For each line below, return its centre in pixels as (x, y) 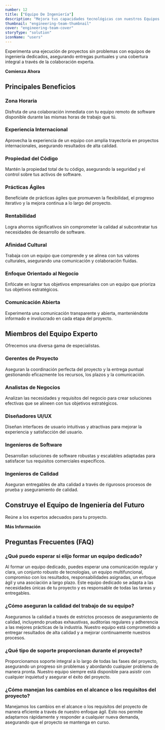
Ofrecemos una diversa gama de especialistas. (53, 346)
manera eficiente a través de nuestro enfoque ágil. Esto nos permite (74, 712)
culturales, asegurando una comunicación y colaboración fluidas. (71, 261)
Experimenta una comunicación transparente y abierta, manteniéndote (77, 313)
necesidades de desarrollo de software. (46, 232)
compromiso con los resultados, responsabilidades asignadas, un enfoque (81, 577)
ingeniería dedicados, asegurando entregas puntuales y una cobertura (77, 56)
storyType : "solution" (28, 33)
